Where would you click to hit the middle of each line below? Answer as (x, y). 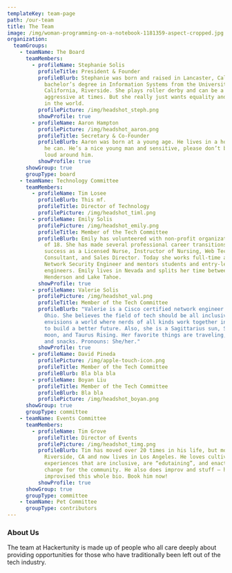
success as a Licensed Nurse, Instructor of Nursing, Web (129, 252)
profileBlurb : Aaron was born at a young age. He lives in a (127, 142)
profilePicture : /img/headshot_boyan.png (98, 399)
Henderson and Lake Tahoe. (83, 277)
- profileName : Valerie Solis (75, 290)
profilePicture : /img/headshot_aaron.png (98, 129)
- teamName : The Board (52, 53)
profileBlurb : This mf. (72, 200)
